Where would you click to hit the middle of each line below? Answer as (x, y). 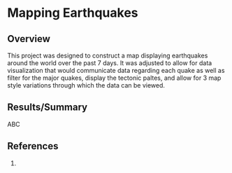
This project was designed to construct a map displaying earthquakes (108, 55)
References (33, 146)
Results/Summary (48, 108)
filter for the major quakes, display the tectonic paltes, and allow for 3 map (114, 78)
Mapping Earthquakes (73, 13)
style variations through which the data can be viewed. (86, 85)
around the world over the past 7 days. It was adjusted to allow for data (110, 63)
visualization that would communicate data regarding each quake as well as (116, 70)
